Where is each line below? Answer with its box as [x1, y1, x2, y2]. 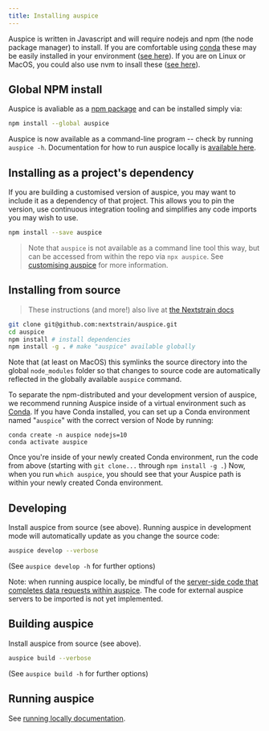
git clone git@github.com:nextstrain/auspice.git [8, 320, 178, 328]
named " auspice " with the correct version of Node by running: [8, 416, 214, 425]
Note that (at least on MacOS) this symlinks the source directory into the [8, 357, 247, 367]
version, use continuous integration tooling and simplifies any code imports [8, 204, 257, 214]
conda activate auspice [8, 438, 88, 446]
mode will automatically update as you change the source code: [8, 532, 220, 541]
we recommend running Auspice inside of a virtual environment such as [8, 399, 247, 409]
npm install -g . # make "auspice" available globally [8, 343, 196, 351]
